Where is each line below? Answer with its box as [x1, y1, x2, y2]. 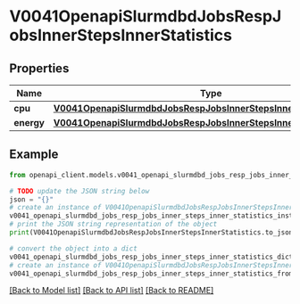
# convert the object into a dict [9, 243, 138, 253]
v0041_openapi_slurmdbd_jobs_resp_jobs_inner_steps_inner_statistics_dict [9, 252, 294, 261]
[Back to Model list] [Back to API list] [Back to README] [9, 285, 214, 296]
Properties [9, 61, 70, 76]
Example [9, 147, 59, 162]
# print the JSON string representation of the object [9, 220, 218, 229]
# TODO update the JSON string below [9, 186, 150, 195]
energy [13, 117, 45, 128]
